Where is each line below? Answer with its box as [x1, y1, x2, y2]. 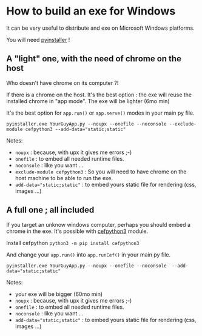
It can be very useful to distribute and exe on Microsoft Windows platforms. [6, 24, 195, 32]
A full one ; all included [6, 205, 95, 215]
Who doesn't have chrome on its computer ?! [6, 79, 119, 86]
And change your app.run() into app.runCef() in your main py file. [6, 250, 171, 258]
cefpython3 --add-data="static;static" [25, 126, 126, 132]
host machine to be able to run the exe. [15, 174, 113, 181]
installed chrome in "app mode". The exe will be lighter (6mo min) [6, 97, 170, 104]
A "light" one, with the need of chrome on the [6, 53, 182, 64]
